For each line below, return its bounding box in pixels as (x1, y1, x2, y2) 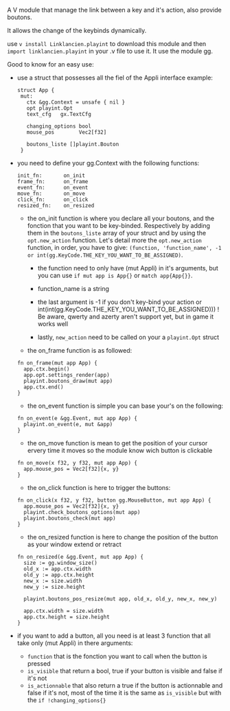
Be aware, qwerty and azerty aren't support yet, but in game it (37, 312, 214, 320)
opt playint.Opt (26, 105, 73, 112)
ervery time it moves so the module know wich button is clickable (27, 446, 213, 454)
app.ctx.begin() (23, 366, 70, 373)
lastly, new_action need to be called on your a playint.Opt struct (37, 333, 220, 341)
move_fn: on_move (16, 190, 86, 197)
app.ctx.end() (23, 384, 64, 391)
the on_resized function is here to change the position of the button (27, 533, 218, 541)
